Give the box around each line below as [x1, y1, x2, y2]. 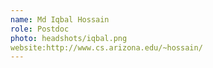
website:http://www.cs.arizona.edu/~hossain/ [10, 42, 203, 53]
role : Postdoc [10, 24, 70, 34]
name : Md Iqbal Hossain [10, 14, 110, 25]
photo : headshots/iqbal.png [10, 33, 128, 43]
